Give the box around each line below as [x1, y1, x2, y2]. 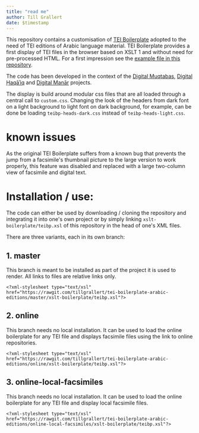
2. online [6, 311, 39, 321]
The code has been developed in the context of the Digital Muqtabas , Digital [6, 72, 193, 80]
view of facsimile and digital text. [6, 169, 87, 176]
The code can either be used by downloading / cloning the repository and [6, 209, 187, 217]
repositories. [6, 339, 37, 346]
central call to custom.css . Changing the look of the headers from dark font [6, 97, 189, 104]
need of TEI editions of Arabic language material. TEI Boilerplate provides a [6, 42, 190, 49]
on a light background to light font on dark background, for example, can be [6, 103, 192, 110]
